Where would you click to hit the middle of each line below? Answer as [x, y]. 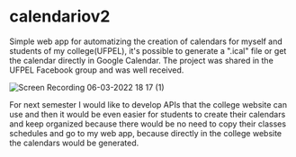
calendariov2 [60, 17]
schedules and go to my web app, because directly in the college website [146, 133]
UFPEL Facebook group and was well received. [97, 70]
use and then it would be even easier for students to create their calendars [148, 114]
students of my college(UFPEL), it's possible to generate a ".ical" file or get [148, 50]
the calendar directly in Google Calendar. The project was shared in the [142, 60]
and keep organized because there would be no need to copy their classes [148, 124]
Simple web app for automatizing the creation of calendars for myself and [146, 41]
